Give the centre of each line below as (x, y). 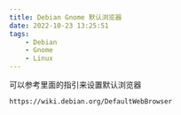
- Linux (39, 58)
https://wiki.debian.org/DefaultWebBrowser (91, 102)
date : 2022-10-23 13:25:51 (59, 26)
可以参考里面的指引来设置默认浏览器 (75, 84)
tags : (19, 34)
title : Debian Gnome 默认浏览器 (66, 17)
